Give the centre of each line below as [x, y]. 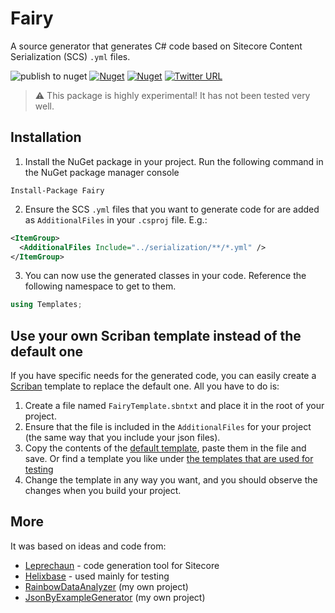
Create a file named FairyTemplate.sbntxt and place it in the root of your [174, 406]
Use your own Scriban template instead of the [156, 335]
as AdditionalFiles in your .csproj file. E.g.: [116, 219]
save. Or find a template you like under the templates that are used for [169, 459]
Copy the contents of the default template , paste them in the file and [165, 448]
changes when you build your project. [103, 491]
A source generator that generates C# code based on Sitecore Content [156, 46]
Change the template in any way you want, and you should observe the [171, 480]
